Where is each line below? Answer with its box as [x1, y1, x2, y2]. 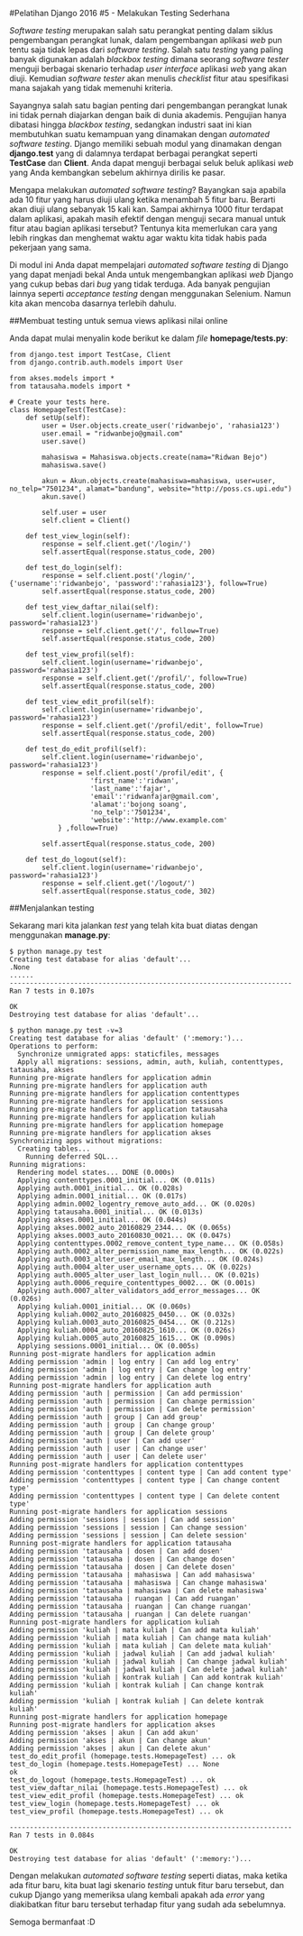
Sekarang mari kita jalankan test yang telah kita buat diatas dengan [9, 920, 259, 931]
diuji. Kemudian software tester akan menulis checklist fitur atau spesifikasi [9, 73, 289, 84]
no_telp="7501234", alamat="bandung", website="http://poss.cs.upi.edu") [9, 484, 293, 493]
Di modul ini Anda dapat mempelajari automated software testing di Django [9, 260, 289, 270]
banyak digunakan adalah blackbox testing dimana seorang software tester [9, 54, 289, 64]
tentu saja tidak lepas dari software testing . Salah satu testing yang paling [9, 44, 284, 55]
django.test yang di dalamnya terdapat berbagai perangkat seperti [9, 148, 259, 159]
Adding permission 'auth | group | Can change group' [9, 1420, 216, 1429]
